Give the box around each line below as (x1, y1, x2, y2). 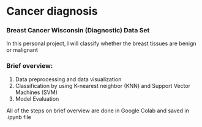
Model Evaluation (15, 95, 59, 102)
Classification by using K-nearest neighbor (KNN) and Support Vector (15, 82, 191, 89)
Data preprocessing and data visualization (15, 75, 122, 83)
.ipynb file (6, 113, 32, 120)
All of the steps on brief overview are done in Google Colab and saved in (6, 107, 190, 114)
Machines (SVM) (15, 89, 58, 96)
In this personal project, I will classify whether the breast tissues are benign (6, 40, 197, 47)
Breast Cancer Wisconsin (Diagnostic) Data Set (6, 26, 150, 35)
